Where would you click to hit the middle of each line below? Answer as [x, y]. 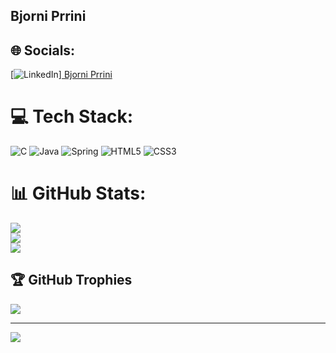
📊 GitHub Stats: [78, 193]
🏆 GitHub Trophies [71, 280]
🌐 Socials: [43, 50]
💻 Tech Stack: [72, 116]
